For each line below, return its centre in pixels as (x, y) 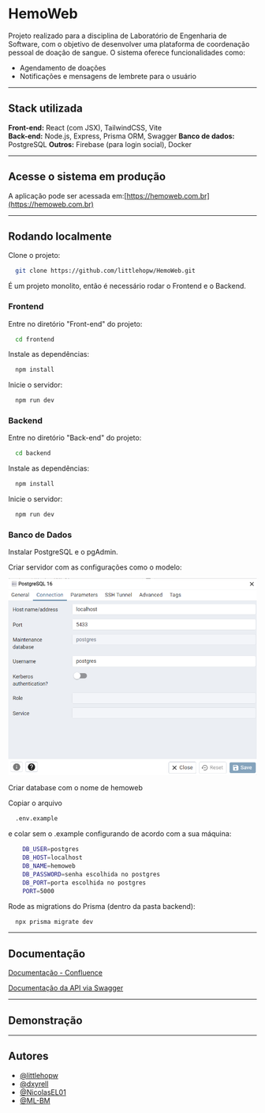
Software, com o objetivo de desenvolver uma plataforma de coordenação (129, 44)
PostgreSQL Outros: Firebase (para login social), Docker (100, 144)
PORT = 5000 (39, 891)
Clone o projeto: (34, 256)
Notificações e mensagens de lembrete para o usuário (108, 76)
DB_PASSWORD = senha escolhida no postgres (91, 874)
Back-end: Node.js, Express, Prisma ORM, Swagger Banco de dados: (121, 136)
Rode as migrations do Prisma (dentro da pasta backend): (102, 906)
